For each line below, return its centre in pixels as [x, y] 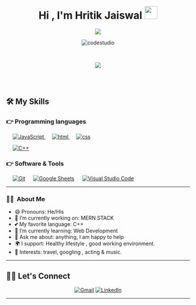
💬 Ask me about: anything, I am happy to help [69, 237]
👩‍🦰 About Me [26, 199]
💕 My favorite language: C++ [49, 224]
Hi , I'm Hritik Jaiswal [91, 16]
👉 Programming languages [46, 122]
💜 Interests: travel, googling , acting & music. [68, 252]
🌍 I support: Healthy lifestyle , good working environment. [85, 244]
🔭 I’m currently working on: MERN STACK [64, 218]
